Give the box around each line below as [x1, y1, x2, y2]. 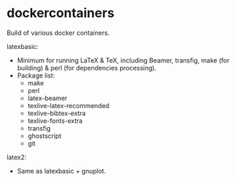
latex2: [6, 153, 26, 161]
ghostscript [27, 132, 62, 140]
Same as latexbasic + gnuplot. [16, 166, 106, 175]
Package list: [16, 71, 55, 80]
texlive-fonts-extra [27, 116, 83, 125]
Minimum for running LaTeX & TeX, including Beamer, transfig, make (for [16, 55, 230, 65]
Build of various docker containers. [6, 28, 110, 37]
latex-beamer [27, 94, 68, 102]
